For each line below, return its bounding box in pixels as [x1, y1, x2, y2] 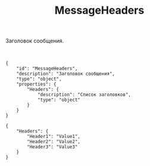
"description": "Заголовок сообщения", [16, 71, 115, 77]
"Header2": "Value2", [27, 139, 81, 145]
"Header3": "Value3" [27, 144, 78, 150]
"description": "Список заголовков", [37, 92, 132, 98]
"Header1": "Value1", [27, 134, 81, 140]
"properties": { [16, 81, 57, 87]
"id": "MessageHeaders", [16, 66, 78, 72]
